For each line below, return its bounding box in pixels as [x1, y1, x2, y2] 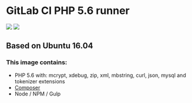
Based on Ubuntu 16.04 [6, 41, 93, 51]
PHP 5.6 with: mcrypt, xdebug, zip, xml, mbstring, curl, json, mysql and [14, 72, 186, 79]
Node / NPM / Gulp [14, 90, 61, 97]
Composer [14, 84, 41, 91]
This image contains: [6, 58, 68, 66]
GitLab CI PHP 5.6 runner [6, 4, 130, 17]
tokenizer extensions [14, 77, 66, 85]
